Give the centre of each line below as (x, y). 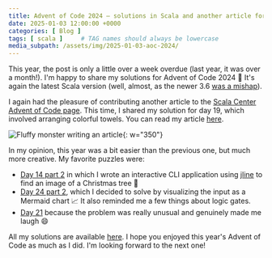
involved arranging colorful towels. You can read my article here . (116, 119)
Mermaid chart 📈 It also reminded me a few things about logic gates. (135, 201)
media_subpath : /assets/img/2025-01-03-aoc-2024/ (94, 46)
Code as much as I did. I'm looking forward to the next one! (107, 245)
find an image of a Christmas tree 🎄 (79, 184)
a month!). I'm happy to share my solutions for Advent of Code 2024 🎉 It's (132, 78)
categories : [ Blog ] (45, 31)
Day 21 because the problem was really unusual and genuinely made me (140, 213)
